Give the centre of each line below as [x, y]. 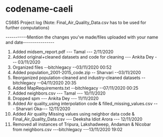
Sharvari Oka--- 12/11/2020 [43, 109]
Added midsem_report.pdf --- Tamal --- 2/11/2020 [63, 52]
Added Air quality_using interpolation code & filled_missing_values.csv [82, 103]
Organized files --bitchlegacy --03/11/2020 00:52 [62, 67]
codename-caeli [39, 9]
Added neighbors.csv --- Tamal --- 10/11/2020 [59, 93]
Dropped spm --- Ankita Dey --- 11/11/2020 [56, 98]
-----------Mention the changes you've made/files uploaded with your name [82, 37]
